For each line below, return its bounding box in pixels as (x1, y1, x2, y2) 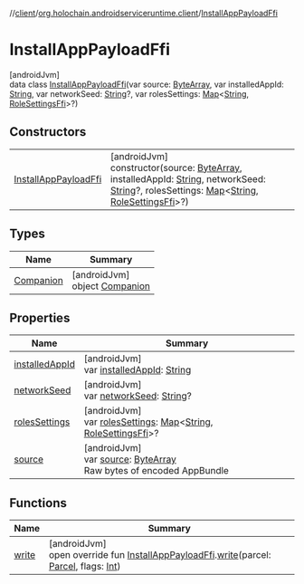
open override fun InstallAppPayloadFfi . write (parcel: (48, 549, 271, 561)
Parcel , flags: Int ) (48, 560, 121, 573)
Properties (9, 310, 71, 325)
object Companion (71, 280, 151, 292)
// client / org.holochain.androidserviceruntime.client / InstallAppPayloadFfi (9, 8, 279, 18)
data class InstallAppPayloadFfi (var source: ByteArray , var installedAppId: (9, 79, 285, 90)
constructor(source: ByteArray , (109, 161, 242, 174)
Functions (9, 495, 68, 511)
